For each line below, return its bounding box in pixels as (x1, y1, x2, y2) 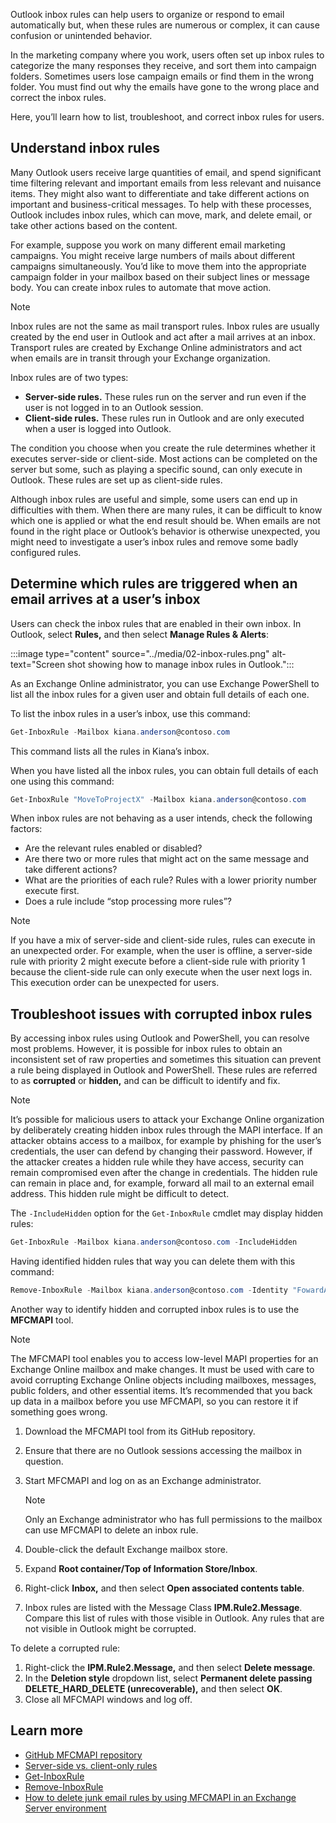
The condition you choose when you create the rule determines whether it (10, 442, 316, 454)
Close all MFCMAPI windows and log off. (24, 1693, 193, 1705)
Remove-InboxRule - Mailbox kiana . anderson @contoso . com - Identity (10, 1285, 288, 1296)
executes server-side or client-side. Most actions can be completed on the (10, 452, 318, 464)
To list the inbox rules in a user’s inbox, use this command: (10, 707, 251, 719)
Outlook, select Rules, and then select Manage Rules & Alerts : (10, 628, 269, 640)
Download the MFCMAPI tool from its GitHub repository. (24, 1425, 256, 1437)
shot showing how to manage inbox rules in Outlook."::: (67, 658, 295, 670)
